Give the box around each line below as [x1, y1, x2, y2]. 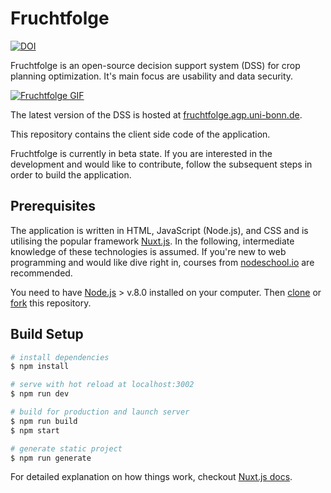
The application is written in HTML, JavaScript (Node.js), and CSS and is [10, 224, 309, 236]
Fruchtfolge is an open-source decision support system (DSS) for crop [10, 59, 301, 71]
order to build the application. [10, 168, 132, 181]
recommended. [10, 267, 73, 279]
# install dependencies [10, 352, 110, 362]
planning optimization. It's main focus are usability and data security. [10, 70, 294, 82]
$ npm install [10, 362, 70, 372]
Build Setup [10, 326, 84, 343]
